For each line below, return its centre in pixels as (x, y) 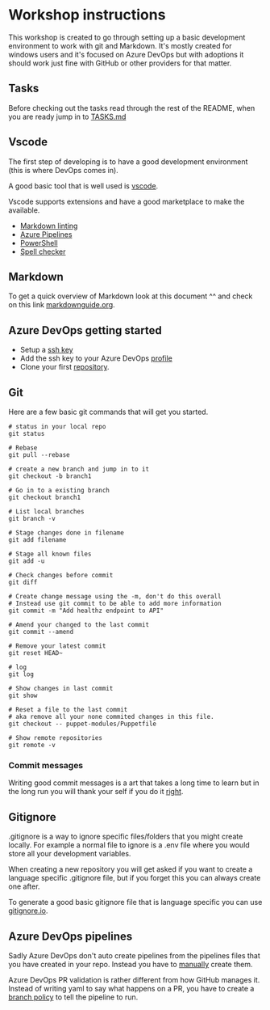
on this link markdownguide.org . (62, 305)
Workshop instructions (87, 15)
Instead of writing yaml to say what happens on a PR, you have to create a (131, 988)
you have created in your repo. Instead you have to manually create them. (131, 964)
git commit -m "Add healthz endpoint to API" (86, 611)
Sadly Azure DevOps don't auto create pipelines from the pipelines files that (134, 955)
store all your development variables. (70, 854)
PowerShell (39, 243)
